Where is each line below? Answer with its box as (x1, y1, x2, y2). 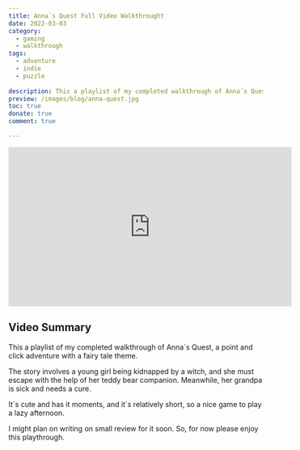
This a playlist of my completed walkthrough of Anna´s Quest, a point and (8, 342, 253, 352)
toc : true (8, 102, 42, 110)
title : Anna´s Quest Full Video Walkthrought (8, 11, 164, 20)
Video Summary (8, 321, 91, 334)
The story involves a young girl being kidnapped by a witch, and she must (8, 366, 255, 376)
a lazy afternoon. (8, 408, 65, 418)
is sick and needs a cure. (8, 384, 91, 393)
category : (8, 27, 42, 35)
